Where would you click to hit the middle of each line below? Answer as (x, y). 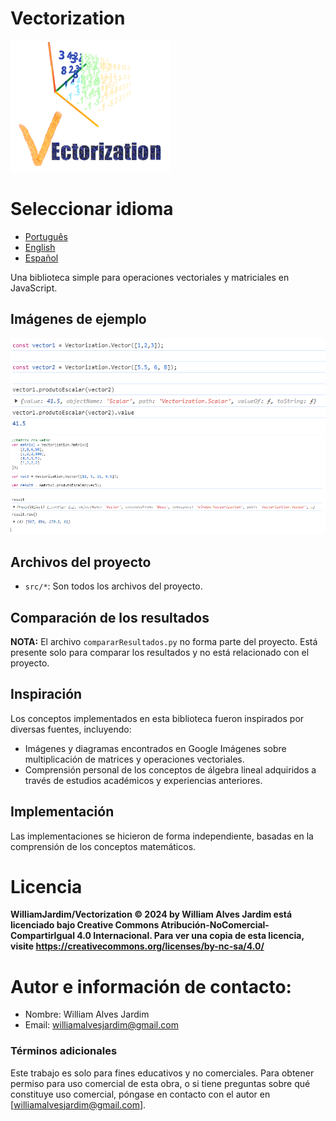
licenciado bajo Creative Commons (85, 925)
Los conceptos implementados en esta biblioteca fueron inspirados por (157, 718)
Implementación (62, 812)
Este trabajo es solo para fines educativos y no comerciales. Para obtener (162, 1073)
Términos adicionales (64, 1051)
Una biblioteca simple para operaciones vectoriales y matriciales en (150, 277)
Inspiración (46, 694)
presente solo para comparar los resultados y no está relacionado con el (160, 652)
